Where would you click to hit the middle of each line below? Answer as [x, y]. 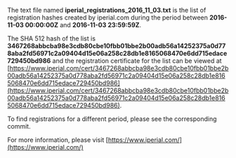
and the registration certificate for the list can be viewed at [137, 61]
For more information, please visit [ [58, 140]
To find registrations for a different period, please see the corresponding [112, 119]
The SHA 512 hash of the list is [52, 38]
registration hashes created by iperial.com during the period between [108, 17]
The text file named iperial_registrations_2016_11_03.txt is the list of [107, 10]
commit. [19, 126]
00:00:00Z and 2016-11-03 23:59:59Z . [83, 25]
